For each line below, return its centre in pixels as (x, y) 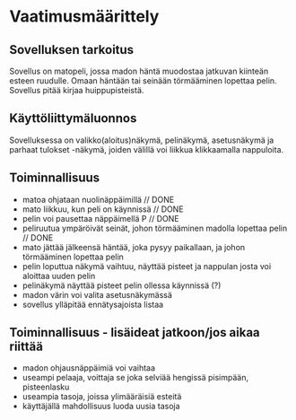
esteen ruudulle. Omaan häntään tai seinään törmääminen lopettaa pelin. (143, 81)
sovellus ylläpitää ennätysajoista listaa (93, 304)
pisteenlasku (46, 387)
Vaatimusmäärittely (84, 17)
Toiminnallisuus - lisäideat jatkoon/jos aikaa (135, 332)
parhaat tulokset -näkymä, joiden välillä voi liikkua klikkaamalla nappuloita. (147, 149)
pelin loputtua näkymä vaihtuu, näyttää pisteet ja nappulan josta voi (147, 266)
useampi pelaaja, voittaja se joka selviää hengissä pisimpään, (135, 378)
